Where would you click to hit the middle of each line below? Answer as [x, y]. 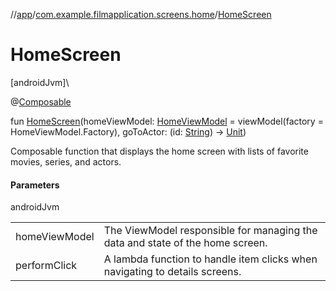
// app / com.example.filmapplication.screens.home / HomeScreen [141, 14]
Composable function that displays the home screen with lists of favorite [159, 151]
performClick [46, 266]
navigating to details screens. [172, 272]
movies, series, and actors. [66, 161]
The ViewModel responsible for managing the [210, 231]
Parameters [35, 185]
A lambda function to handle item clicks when [210, 259]
